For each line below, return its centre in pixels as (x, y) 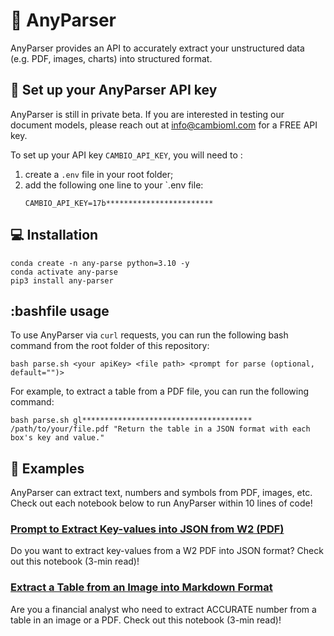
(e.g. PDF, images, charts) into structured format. (111, 58)
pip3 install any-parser (62, 280)
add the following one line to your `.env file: (114, 185)
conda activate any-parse (64, 272)
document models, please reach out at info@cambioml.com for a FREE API (164, 125)
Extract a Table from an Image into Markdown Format (141, 587)
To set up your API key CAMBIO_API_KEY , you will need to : (126, 155)
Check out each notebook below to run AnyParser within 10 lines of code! (161, 503)
